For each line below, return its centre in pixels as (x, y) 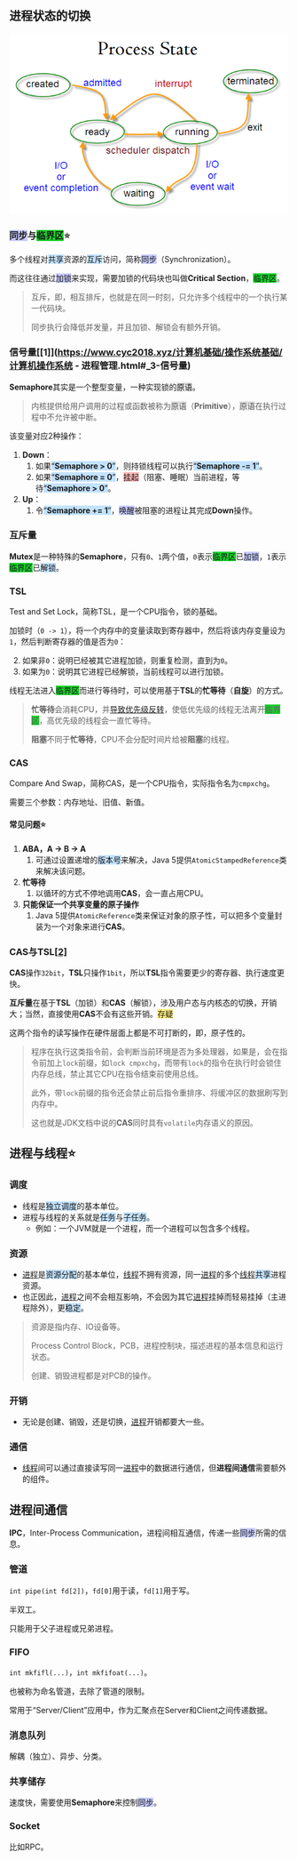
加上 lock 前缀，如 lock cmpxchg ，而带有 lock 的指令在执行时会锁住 (164, 1062)
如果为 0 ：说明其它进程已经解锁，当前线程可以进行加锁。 (125, 672)
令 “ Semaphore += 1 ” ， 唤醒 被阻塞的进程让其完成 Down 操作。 (146, 510)
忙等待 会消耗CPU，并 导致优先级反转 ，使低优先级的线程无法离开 (148, 710)
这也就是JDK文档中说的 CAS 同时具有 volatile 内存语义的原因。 (144, 1122)
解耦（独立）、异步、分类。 (58, 1756)
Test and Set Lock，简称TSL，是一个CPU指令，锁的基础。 (116, 612)
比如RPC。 (29, 1847)
